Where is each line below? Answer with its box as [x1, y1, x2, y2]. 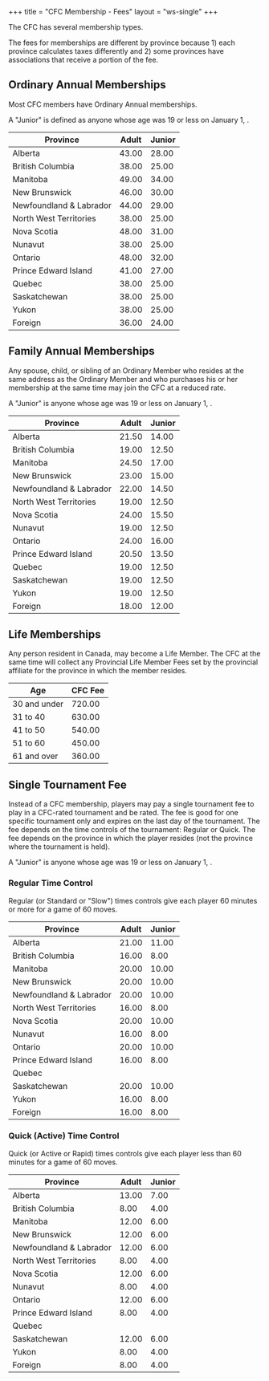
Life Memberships [8, 628, 102, 641]
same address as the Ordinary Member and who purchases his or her [8, 374, 238, 384]
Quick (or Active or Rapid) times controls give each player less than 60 [8, 1148, 243, 1158]
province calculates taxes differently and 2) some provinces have [8, 47, 225, 55]
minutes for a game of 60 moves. [8, 1157, 118, 1167]
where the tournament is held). [8, 842, 111, 851]
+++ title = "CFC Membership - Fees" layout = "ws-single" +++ [8, 7, 218, 16]
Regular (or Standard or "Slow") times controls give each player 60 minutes [8, 896, 258, 905]
